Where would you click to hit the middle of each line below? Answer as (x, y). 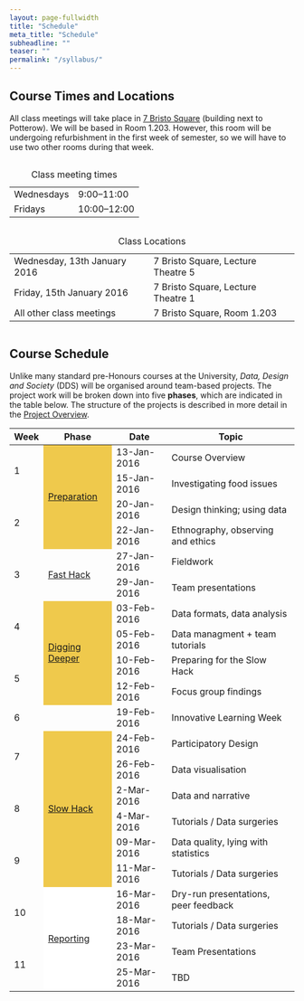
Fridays (30, 209)
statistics (190, 853)
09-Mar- (136, 842)
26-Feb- (136, 763)
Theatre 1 (174, 297)
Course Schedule (59, 354)
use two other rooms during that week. (82, 146)
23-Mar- (136, 946)
